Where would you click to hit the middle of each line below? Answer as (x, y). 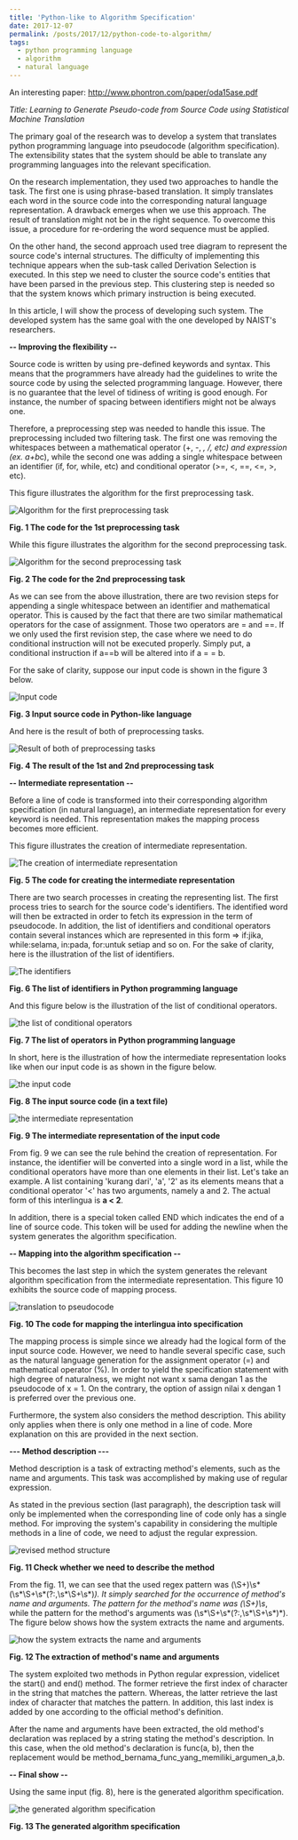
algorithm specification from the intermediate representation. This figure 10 (146, 1280)
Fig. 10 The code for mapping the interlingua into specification (126, 1324)
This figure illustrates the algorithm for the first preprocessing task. (132, 492)
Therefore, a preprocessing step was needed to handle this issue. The (137, 428)
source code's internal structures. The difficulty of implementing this (134, 255)
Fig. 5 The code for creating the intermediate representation (122, 880)
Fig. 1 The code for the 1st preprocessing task (94, 527)
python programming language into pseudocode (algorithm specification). (145, 145)
